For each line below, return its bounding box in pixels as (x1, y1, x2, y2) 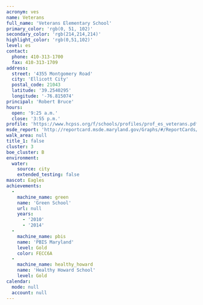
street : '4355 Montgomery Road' (11, 71, 94, 77)
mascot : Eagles (6, 178, 45, 184)
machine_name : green (17, 194, 69, 200)
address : (6, 65, 28, 71)
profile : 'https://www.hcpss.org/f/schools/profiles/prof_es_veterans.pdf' (6, 121, 201, 127)
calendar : (6, 278, 31, 284)
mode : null (11, 284, 39, 290)
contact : (6, 48, 28, 54)
